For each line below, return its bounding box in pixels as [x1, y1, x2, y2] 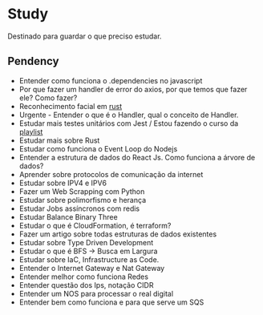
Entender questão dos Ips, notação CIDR [18, 280, 154, 289]
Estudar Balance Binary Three [18, 212, 118, 221]
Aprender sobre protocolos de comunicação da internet [18, 169, 204, 179]
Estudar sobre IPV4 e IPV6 [18, 178, 107, 188]
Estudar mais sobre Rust [18, 135, 100, 145]
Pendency [7, 55, 59, 68]
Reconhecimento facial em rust [18, 101, 123, 111]
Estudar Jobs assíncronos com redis [18, 204, 140, 213]
